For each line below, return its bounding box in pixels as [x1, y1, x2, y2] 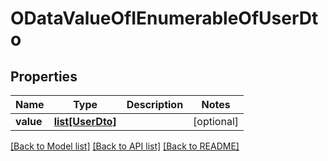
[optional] [193, 115, 239, 128]
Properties [10, 68, 78, 85]
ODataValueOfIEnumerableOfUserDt [10, 7, 319, 30]
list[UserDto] [53, 115, 117, 128]
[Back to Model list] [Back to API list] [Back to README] [10, 140, 240, 152]
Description [126, 98, 184, 111]
